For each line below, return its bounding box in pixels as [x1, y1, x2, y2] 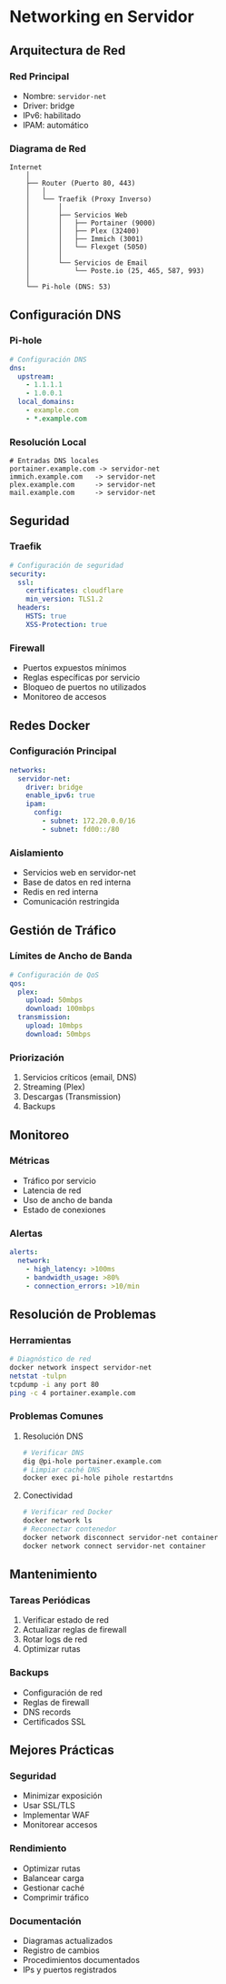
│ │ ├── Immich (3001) [25, 235, 144, 244]
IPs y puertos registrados [22, 1964, 117, 1975]
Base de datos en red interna [22, 876, 132, 888]
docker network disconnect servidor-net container [22, 1533, 219, 1542]
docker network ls [22, 1516, 93, 1525]
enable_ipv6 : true [25, 791, 95, 800]
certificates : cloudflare [25, 586, 124, 595]
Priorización [9, 1051, 65, 1064]
